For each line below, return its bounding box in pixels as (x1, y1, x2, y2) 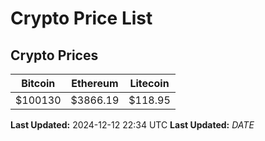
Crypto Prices (10, 47, 99, 64)
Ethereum (71, 77, 119, 90)
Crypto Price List (10, 7, 153, 30)
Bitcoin (21, 77, 56, 90)
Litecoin (129, 77, 170, 90)
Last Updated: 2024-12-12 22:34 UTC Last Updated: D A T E (10, 119, 255, 131)
